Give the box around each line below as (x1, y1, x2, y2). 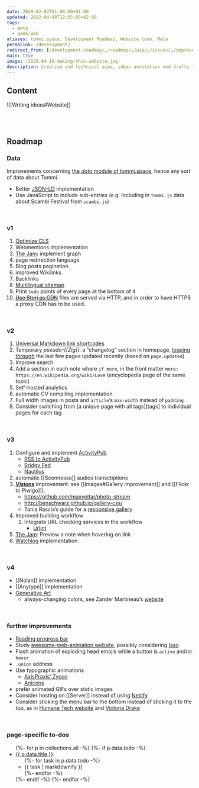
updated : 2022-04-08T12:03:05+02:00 (6, 14, 97, 20)
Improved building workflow (15, 512, 84, 519)
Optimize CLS (15, 237, 49, 245)
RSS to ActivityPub (24, 455, 70, 462)
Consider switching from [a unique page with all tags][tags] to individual (15, 403, 191, 410)
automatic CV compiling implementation (15, 390, 113, 397)
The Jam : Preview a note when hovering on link (15, 530, 131, 538)
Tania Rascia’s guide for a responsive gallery (24, 506, 133, 513)
